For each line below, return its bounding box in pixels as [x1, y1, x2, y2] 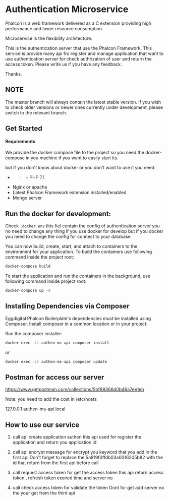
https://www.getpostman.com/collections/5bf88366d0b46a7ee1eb [5, 387, 145, 393]
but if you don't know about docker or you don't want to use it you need [5, 165, 155, 171]
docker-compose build [5, 264, 51, 269]
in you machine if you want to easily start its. [26, 155, 119, 161]
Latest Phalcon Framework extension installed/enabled [12, 190, 127, 196]
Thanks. [5, 71, 22, 77]
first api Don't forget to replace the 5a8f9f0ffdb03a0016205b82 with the [12, 455, 163, 461]
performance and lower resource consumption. [5, 25, 103, 31]
